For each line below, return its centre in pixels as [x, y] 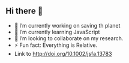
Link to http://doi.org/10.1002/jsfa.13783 [63, 53]
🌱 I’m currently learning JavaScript [57, 32]
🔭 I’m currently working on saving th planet [67, 25]
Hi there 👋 [24, 11]
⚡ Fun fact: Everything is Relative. [55, 45]
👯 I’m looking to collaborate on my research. [69, 38]
